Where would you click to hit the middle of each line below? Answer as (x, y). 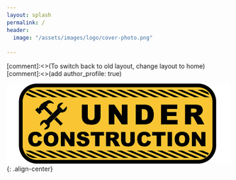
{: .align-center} (30, 169)
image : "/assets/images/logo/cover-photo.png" (83, 38)
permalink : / (26, 22)
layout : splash (29, 15)
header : (18, 30)
